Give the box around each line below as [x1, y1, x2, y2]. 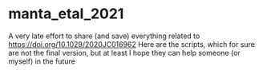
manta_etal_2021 [8, 5, 124, 23]
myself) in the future [8, 56, 76, 66]
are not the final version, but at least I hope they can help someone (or [8, 48, 241, 57]
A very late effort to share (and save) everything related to [8, 31, 200, 41]
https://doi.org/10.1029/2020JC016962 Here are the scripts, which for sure [8, 39, 255, 49]
